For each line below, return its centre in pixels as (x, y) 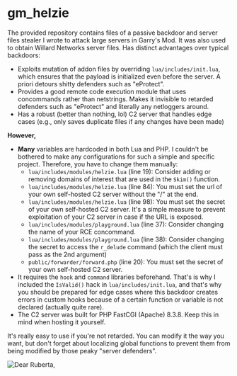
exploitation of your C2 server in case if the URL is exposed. (116, 217)
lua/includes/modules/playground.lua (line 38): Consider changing (126, 239)
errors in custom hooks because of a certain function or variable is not (120, 300)
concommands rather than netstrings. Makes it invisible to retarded (115, 99)
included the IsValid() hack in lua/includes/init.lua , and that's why (120, 284)
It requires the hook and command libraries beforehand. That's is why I (116, 277)
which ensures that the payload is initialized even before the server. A (119, 76)
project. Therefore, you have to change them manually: (98, 164)
